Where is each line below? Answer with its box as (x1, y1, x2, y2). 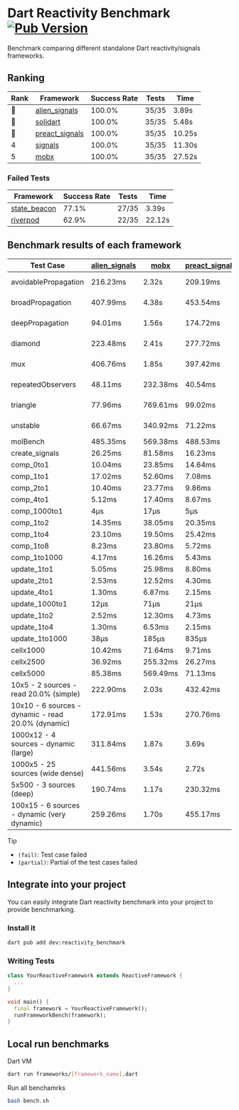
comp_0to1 (11, 459, 50, 469)
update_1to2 (11, 610, 54, 620)
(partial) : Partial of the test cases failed (17, 857, 137, 866)
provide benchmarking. (7, 905, 76, 914)
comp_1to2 (11, 517, 50, 527)
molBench (11, 437, 45, 447)
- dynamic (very (11, 809, 66, 819)
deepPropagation (11, 317, 69, 327)
